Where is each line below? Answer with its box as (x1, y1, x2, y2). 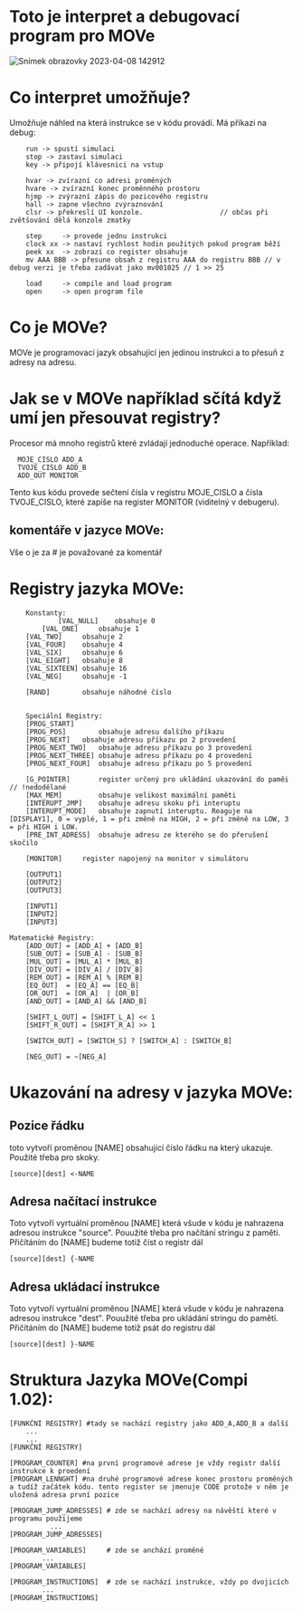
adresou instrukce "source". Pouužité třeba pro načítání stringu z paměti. (9, 1227, 281, 1238)
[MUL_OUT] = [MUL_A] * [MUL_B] (25, 957, 144, 966)
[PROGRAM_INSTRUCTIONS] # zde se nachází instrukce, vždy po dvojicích (9, 1577, 289, 1587)
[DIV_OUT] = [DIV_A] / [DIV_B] (25, 964, 144, 974)
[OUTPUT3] (25, 886, 63, 895)
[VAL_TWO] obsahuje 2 (25, 632, 124, 641)
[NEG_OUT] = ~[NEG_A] (25, 1052, 107, 1061)
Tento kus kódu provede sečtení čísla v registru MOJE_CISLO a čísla (9, 486, 263, 497)
